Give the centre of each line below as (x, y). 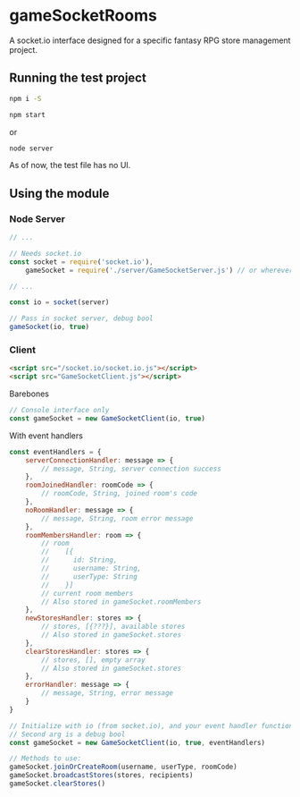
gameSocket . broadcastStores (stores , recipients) (101, 776)
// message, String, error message (108, 693)
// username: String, (92, 569)
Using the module (59, 193)
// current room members (87, 593)
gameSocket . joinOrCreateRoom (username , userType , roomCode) (124, 767)
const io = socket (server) (59, 302)
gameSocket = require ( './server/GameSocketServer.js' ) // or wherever (159, 270)
